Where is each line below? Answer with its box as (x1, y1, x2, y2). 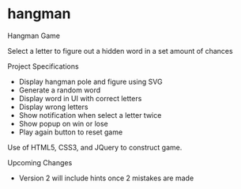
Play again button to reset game (18, 127, 123, 137)
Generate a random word (18, 85, 101, 95)
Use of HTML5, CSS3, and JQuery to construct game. (7, 142, 183, 152)
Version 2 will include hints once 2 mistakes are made (18, 173, 194, 183)
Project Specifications (7, 61, 80, 71)
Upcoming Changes (7, 157, 73, 167)
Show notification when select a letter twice (18, 110, 162, 119)
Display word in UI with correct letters (18, 93, 142, 103)
